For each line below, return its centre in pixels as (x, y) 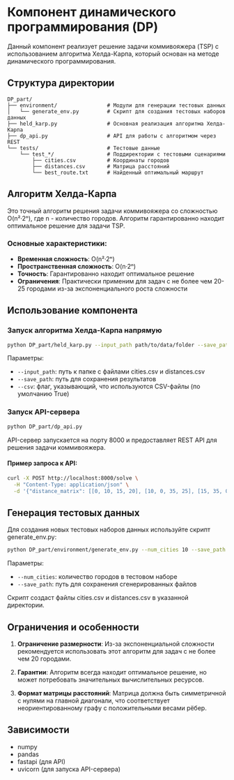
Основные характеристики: (57, 244)
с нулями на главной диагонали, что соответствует (94, 700)
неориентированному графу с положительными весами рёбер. (112, 708)
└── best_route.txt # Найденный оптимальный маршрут (118, 172)
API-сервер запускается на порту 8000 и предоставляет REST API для (112, 440)
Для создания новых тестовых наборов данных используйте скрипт (109, 530)
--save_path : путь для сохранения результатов (87, 379)
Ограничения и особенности (73, 627)
